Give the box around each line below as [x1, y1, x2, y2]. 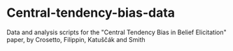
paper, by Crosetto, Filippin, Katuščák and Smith [6, 35, 146, 43]
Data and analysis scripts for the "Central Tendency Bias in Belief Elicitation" [6, 28, 227, 36]
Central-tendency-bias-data [6, 5, 176, 21]
